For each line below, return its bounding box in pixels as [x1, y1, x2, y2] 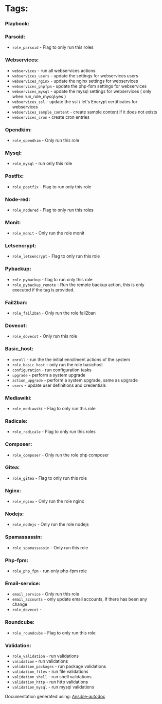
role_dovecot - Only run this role [12, 333, 77, 339]
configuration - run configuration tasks [12, 367, 91, 373]
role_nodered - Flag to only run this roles [12, 207, 94, 213]
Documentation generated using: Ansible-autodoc [5, 693, 106, 699]
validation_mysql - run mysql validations [12, 684, 94, 690]
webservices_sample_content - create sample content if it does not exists [12, 109, 157, 115]
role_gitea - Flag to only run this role [12, 475, 87, 481]
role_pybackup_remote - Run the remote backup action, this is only [12, 282, 144, 288]
